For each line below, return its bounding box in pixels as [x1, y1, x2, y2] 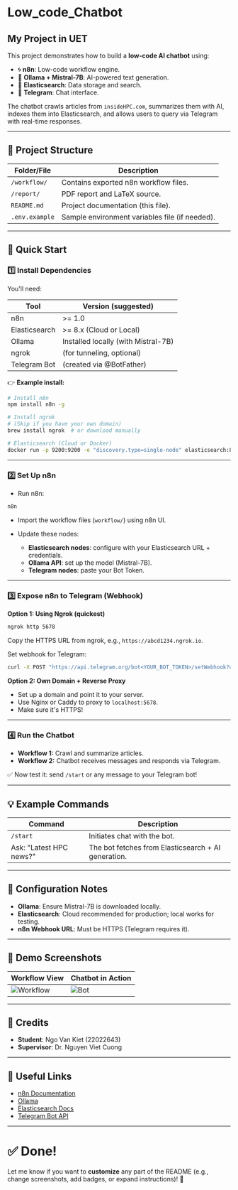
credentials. [28, 551, 63, 559]
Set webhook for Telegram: [7, 649, 87, 658]
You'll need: [7, 284, 42, 293]
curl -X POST [7, 664, 46, 671]
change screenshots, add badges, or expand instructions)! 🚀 [7, 1175, 184, 1184]
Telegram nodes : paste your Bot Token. [28, 566, 145, 574]
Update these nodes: [17, 529, 79, 538]
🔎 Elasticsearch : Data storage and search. [17, 81, 142, 89]
